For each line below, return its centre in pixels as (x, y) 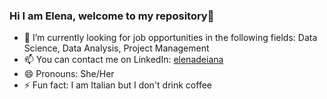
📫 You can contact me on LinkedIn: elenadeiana (123, 60)
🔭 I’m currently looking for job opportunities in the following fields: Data (170, 38)
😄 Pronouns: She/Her (69, 74)
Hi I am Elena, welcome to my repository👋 (112, 16)
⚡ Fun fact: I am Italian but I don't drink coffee (117, 85)
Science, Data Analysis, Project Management (116, 48)
